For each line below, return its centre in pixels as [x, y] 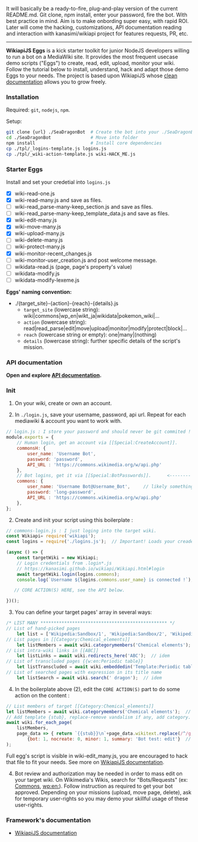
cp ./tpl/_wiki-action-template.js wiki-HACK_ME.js [71, 154]
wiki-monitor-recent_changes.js [53, 254]
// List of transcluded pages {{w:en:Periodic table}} [75, 662]
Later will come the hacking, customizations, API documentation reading [94, 27]
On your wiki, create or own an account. [63, 403]
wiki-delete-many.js [39, 240]
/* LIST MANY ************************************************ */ [91, 623]
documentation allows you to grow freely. [57, 82]
